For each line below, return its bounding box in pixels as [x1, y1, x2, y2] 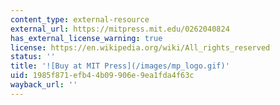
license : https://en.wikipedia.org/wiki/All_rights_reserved [10, 42, 271, 53]
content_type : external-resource [10, 14, 150, 25]
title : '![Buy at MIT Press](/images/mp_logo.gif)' [10, 61, 230, 71]
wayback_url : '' [10, 80, 78, 90]
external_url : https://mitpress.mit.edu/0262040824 [10, 24, 230, 34]
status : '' [10, 52, 56, 62]
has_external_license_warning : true [10, 33, 163, 43]
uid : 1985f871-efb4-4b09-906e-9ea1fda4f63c [10, 71, 195, 81]
